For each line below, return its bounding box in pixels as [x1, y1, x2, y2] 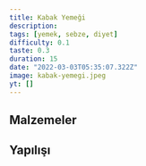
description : [9, 21, 58, 30]
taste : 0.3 [9, 46, 50, 55]
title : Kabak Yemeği [9, 12, 87, 22]
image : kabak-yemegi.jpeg [9, 71, 106, 80]
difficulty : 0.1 [9, 37, 70, 47]
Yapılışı [9, 143, 51, 158]
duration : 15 [9, 54, 58, 63]
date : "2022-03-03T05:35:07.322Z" [9, 63, 139, 72]
